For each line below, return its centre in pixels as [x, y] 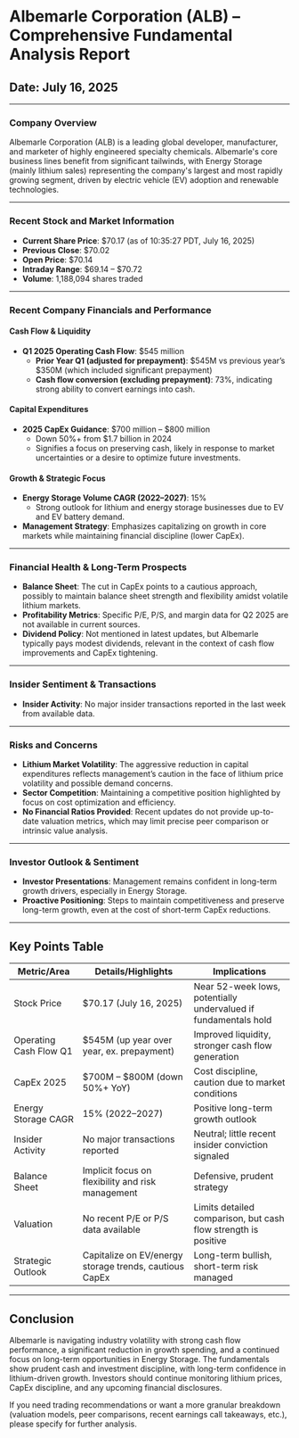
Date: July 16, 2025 [64, 87]
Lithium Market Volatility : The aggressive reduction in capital [135, 764]
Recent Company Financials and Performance [110, 310]
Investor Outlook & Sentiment [74, 862]
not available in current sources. [81, 624]
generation [216, 1057]
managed [213, 1277]
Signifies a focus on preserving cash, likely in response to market [155, 448]
